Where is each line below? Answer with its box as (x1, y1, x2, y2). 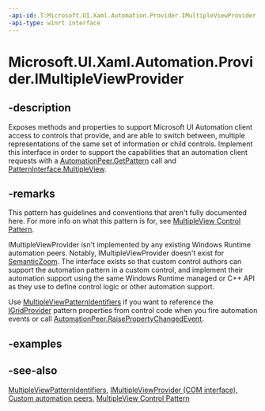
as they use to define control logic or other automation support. (8, 282, 215, 292)
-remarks (8, 187, 55, 200)
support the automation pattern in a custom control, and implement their (8, 266, 244, 275)
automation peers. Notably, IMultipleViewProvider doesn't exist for (8, 248, 225, 258)
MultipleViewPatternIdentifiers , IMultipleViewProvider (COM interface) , (8, 385, 238, 394)
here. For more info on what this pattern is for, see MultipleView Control (8, 217, 241, 226)
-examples (8, 337, 62, 350)
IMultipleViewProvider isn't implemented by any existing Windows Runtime (8, 240, 252, 250)
